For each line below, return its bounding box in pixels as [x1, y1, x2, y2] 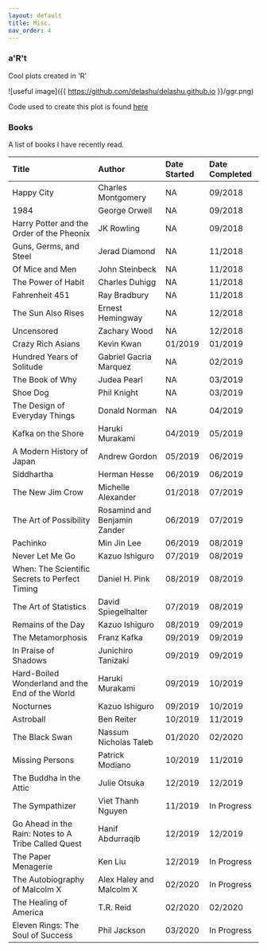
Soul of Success [12, 929, 73, 941]
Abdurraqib [98, 833, 141, 844]
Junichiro [98, 644, 133, 656]
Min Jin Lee [98, 537, 141, 548]
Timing [12, 583, 38, 594]
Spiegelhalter [98, 606, 149, 617]
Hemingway [98, 312, 143, 323]
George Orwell [98, 205, 153, 216]
